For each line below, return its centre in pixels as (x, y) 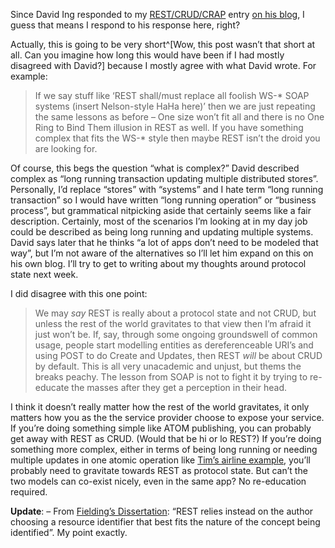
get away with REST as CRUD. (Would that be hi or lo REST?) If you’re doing (166, 438)
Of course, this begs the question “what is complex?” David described (155, 168)
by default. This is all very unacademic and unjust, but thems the (168, 366)
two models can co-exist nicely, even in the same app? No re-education (158, 481)
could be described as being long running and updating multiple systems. (162, 232)
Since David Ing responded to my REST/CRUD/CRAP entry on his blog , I (157, 14)
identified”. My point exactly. (69, 532)
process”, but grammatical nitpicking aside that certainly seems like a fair (161, 210)
